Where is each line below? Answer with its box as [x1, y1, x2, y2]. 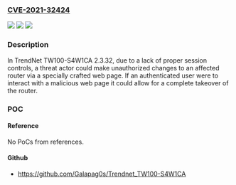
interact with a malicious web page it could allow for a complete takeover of [7, 78, 229, 87]
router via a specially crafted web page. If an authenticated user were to [7, 71, 219, 80]
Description [7, 40, 49, 50]
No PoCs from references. [7, 137, 84, 146]
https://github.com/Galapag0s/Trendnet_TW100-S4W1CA [17, 169, 186, 178]
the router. [7, 86, 38, 95]
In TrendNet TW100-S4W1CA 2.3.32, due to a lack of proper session [7, 55, 208, 65]
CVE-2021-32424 [7, 5, 70, 15]
